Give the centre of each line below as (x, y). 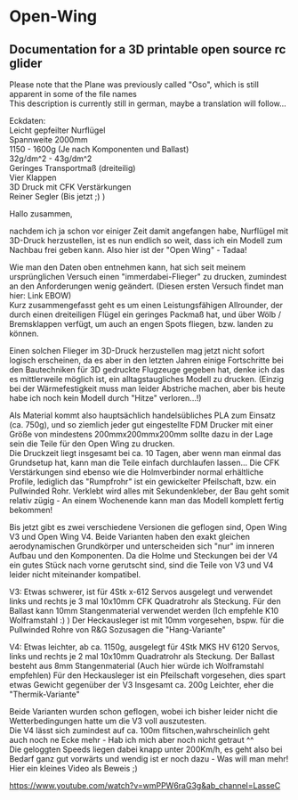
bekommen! (31, 510)
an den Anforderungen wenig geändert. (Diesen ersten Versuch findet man (146, 286)
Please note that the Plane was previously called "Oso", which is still (134, 85)
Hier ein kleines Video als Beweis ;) (73, 768)
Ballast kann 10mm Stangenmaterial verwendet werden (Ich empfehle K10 (144, 611)
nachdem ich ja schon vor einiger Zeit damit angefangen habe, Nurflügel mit (149, 231)
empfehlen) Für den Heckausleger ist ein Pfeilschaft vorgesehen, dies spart (148, 675)
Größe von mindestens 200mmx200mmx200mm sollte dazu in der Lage (141, 434)
